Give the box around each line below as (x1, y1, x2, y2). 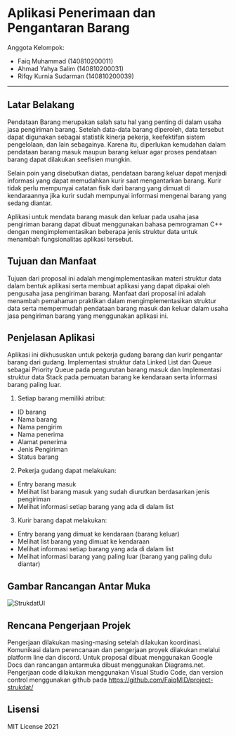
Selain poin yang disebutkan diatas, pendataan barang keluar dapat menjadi (7, 168, 227, 177)
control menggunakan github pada (7, 675, 107, 684)
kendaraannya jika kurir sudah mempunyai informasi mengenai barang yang (7, 191, 227, 200)
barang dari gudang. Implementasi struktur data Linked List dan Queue (7, 358, 212, 367)
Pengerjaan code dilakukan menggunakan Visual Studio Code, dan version (7, 668, 223, 676)
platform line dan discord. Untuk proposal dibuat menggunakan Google (7, 654, 213, 661)
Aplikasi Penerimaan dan (7, 5, 156, 21)
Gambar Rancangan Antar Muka (7, 580, 151, 592)
